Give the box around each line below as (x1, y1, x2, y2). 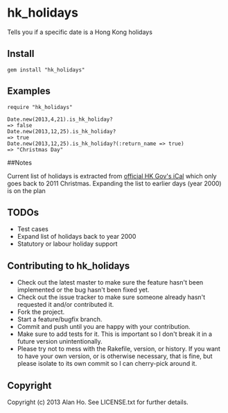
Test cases (17, 225, 49, 233)
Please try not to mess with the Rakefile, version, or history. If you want (17, 345, 220, 353)
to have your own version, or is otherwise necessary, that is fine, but (17, 352, 213, 360)
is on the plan (7, 186, 46, 195)
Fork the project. (17, 307, 65, 317)
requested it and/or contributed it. (17, 301, 114, 309)
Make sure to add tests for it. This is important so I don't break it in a (17, 330, 213, 338)
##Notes (7, 158, 33, 167)
